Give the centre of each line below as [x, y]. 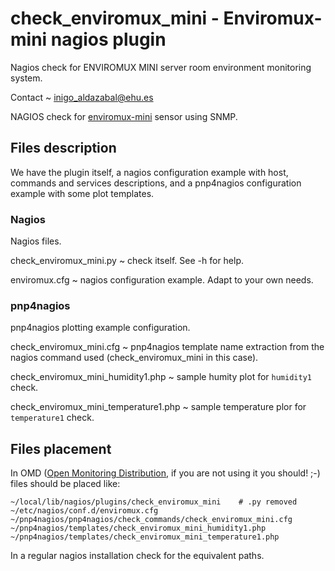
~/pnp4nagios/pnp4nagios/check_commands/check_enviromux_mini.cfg [151, 520]
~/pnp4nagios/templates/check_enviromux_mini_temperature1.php [145, 537]
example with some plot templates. [82, 193]
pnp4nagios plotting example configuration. [100, 328]
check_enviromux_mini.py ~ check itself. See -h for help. [127, 261]
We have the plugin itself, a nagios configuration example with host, [149, 172]
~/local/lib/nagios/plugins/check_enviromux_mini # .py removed [154, 502]
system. [26, 78]
